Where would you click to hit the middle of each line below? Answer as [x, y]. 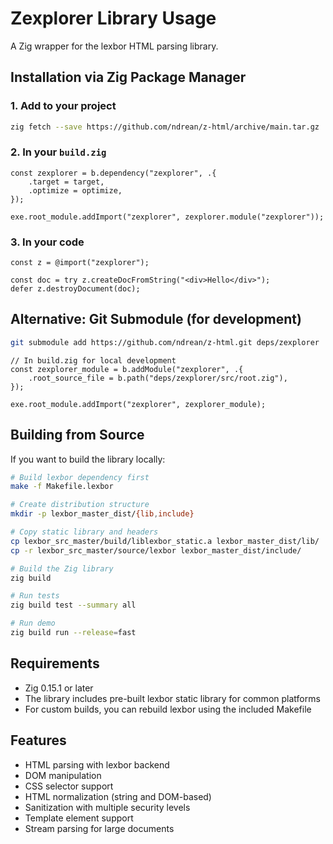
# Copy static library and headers [84, 532]
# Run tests [35, 596]
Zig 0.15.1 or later [59, 688]
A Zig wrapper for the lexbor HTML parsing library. [114, 46]
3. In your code [47, 242]
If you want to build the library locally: [88, 459]
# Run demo [33, 623]
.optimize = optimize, [75, 190]
